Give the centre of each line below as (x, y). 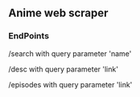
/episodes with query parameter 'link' (70, 84)
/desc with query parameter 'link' (64, 69)
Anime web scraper (58, 13)
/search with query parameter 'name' (70, 53)
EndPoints (29, 36)
